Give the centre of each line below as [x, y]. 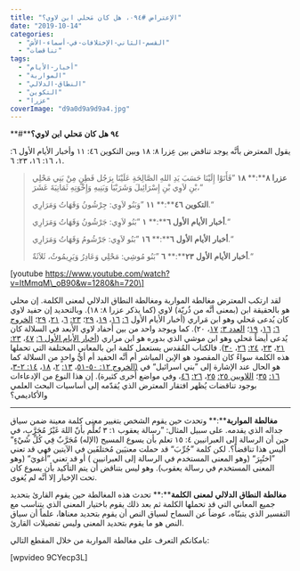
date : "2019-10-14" [46, 26]
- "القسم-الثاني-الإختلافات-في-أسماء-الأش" [94, 42]
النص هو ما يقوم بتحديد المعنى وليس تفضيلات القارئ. [97, 523]
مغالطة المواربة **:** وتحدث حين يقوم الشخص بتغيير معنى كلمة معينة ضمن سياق [144, 420]
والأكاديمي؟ [29, 395]
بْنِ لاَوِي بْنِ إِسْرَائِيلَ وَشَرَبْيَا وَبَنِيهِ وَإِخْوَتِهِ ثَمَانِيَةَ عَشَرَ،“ [118, 187]
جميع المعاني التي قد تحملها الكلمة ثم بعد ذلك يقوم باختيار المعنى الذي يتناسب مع [143, 504]
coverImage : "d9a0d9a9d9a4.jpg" [70, 109]
